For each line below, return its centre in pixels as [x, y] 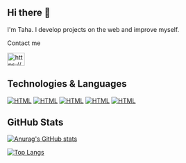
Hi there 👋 [29, 13]
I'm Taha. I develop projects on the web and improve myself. [93, 29]
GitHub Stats [35, 122]
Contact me [24, 43]
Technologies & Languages [67, 84]
